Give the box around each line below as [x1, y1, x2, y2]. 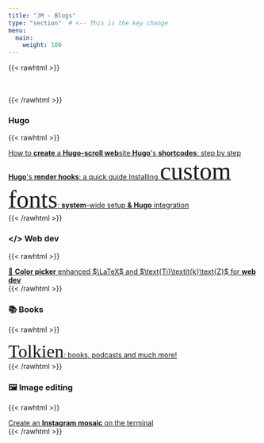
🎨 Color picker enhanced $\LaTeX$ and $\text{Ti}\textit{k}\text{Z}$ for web [8, 267, 256, 276]
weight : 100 [22, 41, 62, 49]
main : [15, 33, 34, 42]
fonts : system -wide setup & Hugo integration [8, 186, 189, 214]
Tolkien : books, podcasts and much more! [8, 341, 178, 362]
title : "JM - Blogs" [8, 11, 77, 20]
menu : [8, 26, 26, 34]
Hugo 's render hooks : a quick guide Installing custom [8, 157, 231, 186]
